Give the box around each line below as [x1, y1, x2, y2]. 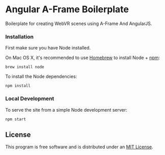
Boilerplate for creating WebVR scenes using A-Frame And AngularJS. [5, 20, 152, 27]
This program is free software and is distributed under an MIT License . [5, 144, 154, 150]
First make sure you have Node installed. [5, 45, 91, 51]
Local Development [5, 95, 54, 102]
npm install [5, 83, 31, 89]
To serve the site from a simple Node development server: [5, 107, 127, 113]
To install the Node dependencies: [5, 73, 77, 80]
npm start [5, 116, 26, 122]
